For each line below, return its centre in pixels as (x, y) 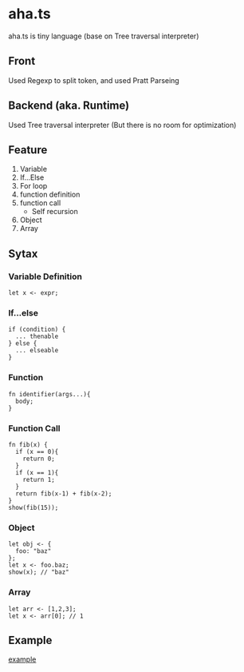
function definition (50, 195)
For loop (33, 186)
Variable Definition (45, 276)
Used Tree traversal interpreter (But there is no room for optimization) (122, 125)
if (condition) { (37, 330)
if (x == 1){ (37, 472)
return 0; (39, 459)
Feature (28, 150)
